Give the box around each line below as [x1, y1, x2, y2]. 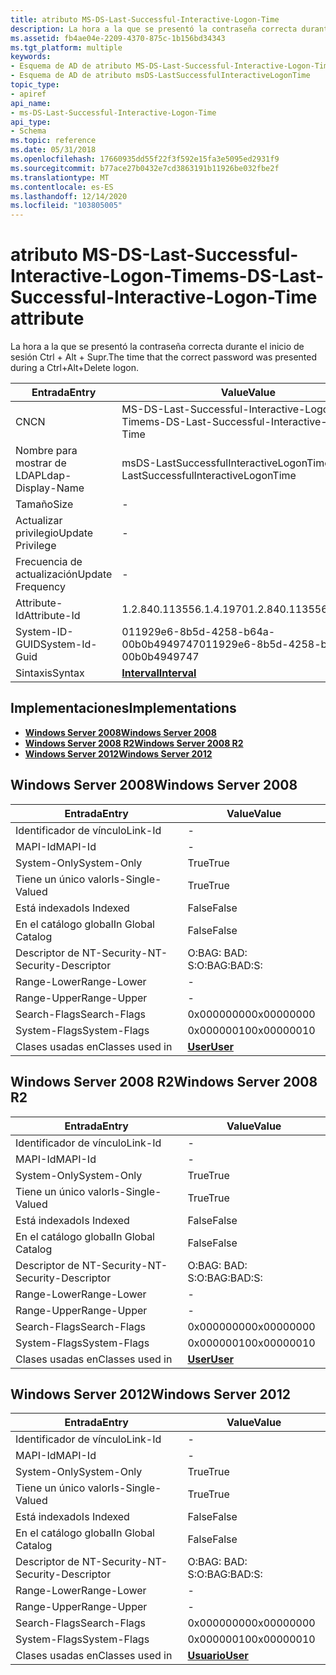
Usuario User [187, 1649, 249, 1663]
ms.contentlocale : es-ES [10, 182, 114, 192]
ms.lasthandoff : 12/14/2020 [10, 191, 128, 201]
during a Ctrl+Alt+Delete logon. [10, 362, 139, 374]
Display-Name [15, 481, 85, 495]
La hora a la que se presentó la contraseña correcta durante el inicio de [10, 341, 305, 353]
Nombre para [15, 444, 78, 458]
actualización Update [15, 567, 113, 581]
